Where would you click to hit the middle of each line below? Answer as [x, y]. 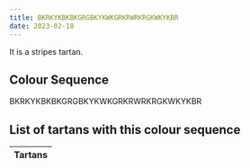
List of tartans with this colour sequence [125, 130]
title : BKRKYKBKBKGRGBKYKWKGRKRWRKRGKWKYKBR [94, 18]
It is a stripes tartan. [46, 51]
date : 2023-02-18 [42, 26]
